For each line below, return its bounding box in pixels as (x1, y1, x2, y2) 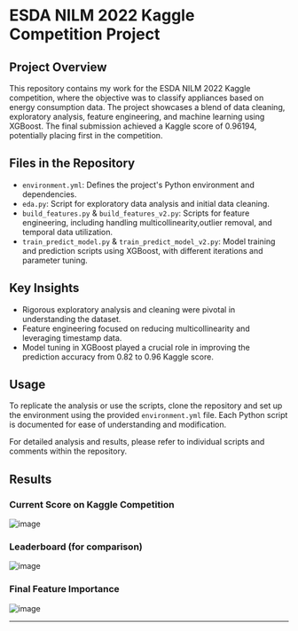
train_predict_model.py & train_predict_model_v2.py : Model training (21, 236, 276, 247)
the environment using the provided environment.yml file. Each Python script (9, 410, 288, 421)
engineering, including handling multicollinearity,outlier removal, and (21, 217, 272, 227)
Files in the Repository (9, 156, 136, 171)
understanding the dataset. (21, 313, 122, 324)
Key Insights (9, 280, 80, 296)
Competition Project (9, 24, 161, 44)
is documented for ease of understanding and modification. (9, 419, 227, 430)
